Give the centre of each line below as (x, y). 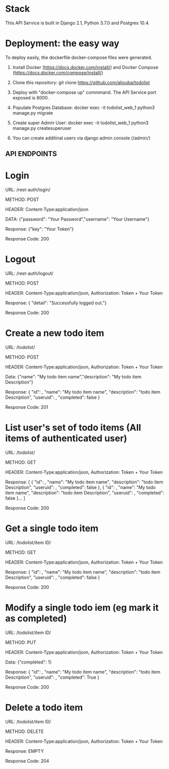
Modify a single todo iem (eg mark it (82, 608)
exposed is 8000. (31, 97)
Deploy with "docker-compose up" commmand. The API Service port (84, 92)
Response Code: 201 (27, 407)
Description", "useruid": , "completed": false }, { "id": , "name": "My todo (80, 487)
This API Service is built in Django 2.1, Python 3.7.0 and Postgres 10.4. (77, 23)
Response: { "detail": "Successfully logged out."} (56, 303)
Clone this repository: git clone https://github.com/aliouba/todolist (81, 82)
